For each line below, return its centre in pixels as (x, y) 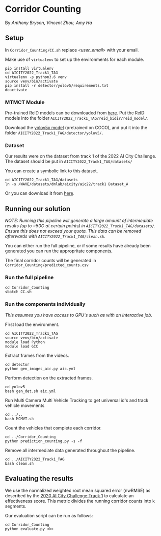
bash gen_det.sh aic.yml (30, 391)
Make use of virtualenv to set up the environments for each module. (75, 59)
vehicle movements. (25, 405)
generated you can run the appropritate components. (59, 251)
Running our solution (38, 209)
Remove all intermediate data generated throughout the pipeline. (70, 450)
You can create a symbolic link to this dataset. (52, 171)
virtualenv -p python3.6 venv (36, 77)
